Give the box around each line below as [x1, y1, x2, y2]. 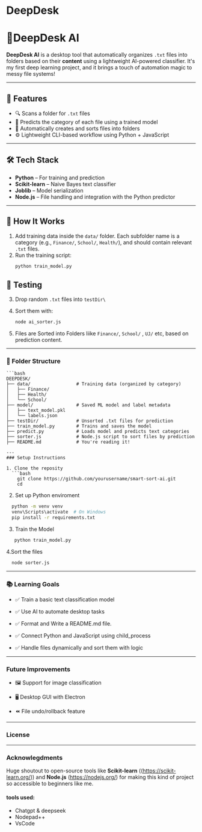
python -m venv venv [11, 503, 63, 509]
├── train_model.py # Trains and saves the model [6, 423, 152, 429]
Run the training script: [14, 251, 72, 259]
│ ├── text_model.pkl [6, 408, 66, 414]
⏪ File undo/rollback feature [14, 708, 85, 715]
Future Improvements [6, 665, 71, 674]
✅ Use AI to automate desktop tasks [14, 608, 105, 615]
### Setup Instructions [6, 455, 66, 461]
